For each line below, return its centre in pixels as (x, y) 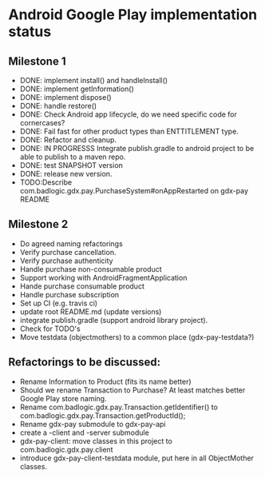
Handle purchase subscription (69, 294)
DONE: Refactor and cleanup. (68, 140)
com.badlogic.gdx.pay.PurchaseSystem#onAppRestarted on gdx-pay (134, 191)
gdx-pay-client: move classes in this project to (96, 440)
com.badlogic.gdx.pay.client (66, 449)
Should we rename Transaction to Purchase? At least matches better (132, 390)
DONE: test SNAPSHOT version (71, 165)
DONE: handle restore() (58, 106)
